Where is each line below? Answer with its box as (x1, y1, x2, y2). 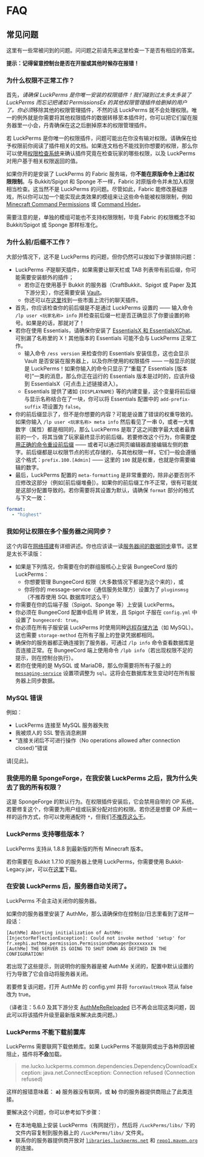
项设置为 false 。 (42, 403, 84, 410)
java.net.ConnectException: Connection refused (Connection (43, 1069, 195, 1077)
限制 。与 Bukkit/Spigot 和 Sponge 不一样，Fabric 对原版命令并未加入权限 (11, 178, 194, 186)
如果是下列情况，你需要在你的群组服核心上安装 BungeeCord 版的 (15, 563, 178, 570)
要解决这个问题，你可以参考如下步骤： (6, 1108, 102, 1116)
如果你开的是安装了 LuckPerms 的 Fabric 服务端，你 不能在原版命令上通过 (6, 170, 189, 178)
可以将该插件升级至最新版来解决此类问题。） (11, 1011, 121, 1018)
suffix (24, 404, 41, 410)
